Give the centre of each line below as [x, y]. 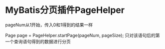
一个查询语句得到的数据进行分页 [38, 41]
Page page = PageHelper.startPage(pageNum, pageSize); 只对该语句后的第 [83, 35]
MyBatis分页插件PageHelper [65, 10]
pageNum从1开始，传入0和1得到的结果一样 [49, 25]
